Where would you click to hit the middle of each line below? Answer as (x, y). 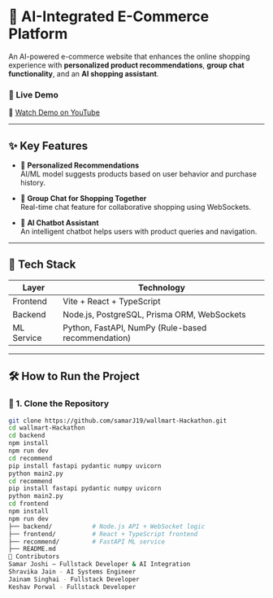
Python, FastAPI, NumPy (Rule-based (135, 327)
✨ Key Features (48, 146)
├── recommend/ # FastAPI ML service (87, 541)
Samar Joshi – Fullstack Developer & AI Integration (100, 565)
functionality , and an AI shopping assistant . (84, 73)
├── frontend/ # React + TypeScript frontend (103, 534)
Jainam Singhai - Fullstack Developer (74, 579)
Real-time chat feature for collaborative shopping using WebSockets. (136, 207)
